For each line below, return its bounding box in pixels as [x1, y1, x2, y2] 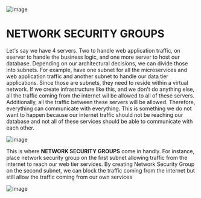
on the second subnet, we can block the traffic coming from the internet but [6, 167, 195, 174]
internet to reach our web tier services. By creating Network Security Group [6, 160, 195, 168]
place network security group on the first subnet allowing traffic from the [6, 154, 188, 161]
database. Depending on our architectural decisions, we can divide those [6, 59, 188, 67]
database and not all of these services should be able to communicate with [6, 117, 193, 125]
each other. [6, 124, 35, 131]
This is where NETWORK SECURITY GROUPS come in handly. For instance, [6, 147, 195, 154]
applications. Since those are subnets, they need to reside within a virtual [6, 79, 188, 86]
